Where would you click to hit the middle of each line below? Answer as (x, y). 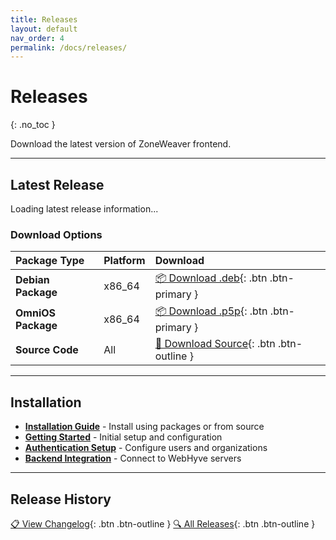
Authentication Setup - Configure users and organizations (146, 448)
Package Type (50, 261)
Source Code (47, 350)
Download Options (56, 234)
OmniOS (36, 313)
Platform (124, 261)
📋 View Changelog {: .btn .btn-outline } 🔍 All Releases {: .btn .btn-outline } (163, 523)
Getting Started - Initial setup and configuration (123, 437)
